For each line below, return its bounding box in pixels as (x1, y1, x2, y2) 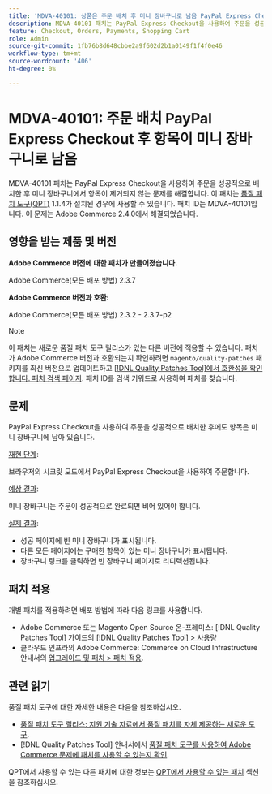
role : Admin (8, 34, 49, 43)
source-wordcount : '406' (8, 58, 92, 66)
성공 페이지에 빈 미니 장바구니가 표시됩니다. (19, 536, 157, 546)
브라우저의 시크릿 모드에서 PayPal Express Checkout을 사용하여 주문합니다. (8, 467, 249, 477)
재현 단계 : (8, 450, 39, 460)
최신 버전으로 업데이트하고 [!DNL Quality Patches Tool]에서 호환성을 (29, 363, 249, 373)
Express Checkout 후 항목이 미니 (8, 129, 223, 148)
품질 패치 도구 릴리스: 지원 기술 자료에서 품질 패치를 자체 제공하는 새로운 (19, 719, 247, 729)
